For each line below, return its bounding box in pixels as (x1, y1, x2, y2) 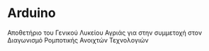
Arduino (7, 5, 56, 21)
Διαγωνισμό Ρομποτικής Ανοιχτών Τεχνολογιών (7, 35, 149, 44)
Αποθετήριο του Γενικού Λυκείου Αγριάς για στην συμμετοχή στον (7, 28, 203, 37)
